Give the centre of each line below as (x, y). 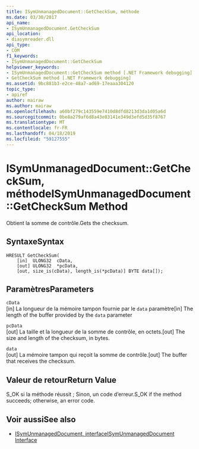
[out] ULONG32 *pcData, (48, 266)
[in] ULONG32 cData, (45, 261)
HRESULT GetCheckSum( (33, 255)
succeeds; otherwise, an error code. (50, 401)
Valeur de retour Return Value (61, 380)
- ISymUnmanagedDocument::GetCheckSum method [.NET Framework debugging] (99, 73)
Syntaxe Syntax (35, 242)
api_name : (18, 23)
